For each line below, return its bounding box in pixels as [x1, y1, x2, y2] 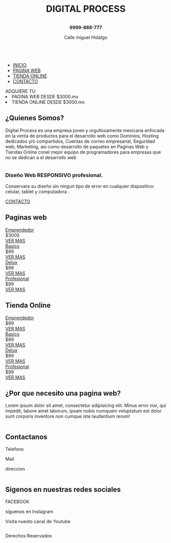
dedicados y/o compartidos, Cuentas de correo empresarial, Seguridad [5, 138, 155, 144]
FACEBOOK [5, 499, 30, 505]
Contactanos [5, 432, 47, 441]
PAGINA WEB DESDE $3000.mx [12, 93, 79, 99]
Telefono [5, 446, 24, 452]
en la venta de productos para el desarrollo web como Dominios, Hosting [5, 133, 159, 139]
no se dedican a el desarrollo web [5, 154, 77, 161]
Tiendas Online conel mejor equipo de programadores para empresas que [5, 149, 161, 155]
